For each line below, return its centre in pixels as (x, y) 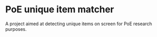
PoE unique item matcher (60, 10)
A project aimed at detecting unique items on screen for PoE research (79, 24)
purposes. (16, 29)
